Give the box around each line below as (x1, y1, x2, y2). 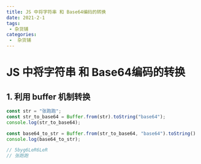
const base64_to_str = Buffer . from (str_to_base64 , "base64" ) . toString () (6, 130, 196, 137)
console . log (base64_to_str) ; (6, 136, 81, 142)
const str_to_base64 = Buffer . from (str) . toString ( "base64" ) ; (6, 113, 166, 119)
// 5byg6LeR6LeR (6, 147, 48, 153)
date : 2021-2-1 (6, 15, 45, 21)
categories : (6, 32, 37, 38)
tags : (6, 20, 20, 26)
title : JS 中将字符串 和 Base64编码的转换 (6, 9, 106, 15)
